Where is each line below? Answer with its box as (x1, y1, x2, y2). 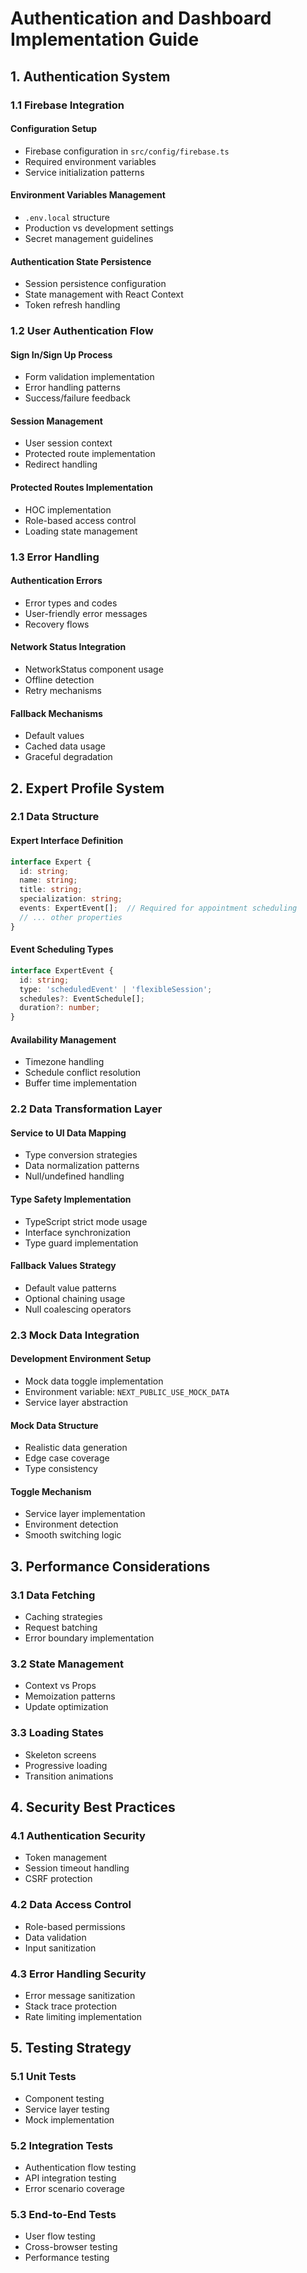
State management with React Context (24, 288, 184, 301)
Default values (24, 730, 85, 742)
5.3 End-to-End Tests (10, 2207, 117, 2221)
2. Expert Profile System (10, 780, 165, 797)
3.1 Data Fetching (10, 1588, 96, 1602)
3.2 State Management (10, 1657, 124, 1671)
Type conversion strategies (24, 1149, 138, 1161)
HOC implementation (24, 503, 112, 516)
